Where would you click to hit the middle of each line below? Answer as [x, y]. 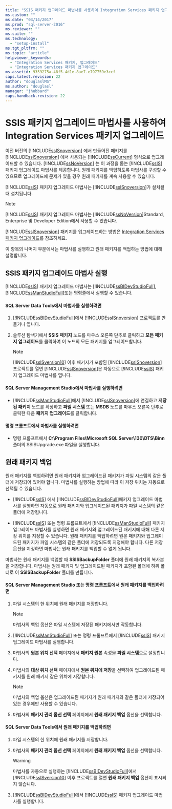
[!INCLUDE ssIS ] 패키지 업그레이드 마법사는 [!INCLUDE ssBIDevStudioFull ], [81, 286]
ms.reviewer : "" [23, 29]
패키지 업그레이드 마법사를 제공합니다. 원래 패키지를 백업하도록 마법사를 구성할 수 [86, 170]
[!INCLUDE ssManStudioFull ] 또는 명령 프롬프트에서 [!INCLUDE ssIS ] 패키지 [89, 635]
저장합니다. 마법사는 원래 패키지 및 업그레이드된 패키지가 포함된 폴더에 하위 [85, 566]
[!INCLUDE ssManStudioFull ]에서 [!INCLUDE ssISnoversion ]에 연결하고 [85, 400]
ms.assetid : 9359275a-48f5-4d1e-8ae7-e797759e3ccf [60, 72]
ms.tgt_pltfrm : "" [25, 48]
